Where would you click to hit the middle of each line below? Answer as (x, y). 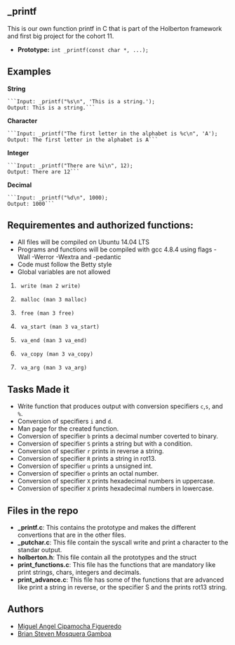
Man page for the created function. (68, 429)
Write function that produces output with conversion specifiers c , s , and (120, 406)
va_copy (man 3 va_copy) (57, 354)
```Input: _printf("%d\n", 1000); (58, 197)
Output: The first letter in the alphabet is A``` (83, 140)
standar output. (40, 550)
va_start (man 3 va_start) (60, 327)
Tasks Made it (39, 389)
